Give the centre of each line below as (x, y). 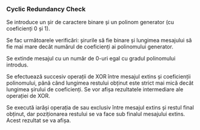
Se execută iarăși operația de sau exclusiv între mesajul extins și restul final (100, 108)
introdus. (17, 65)
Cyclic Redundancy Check (46, 9)
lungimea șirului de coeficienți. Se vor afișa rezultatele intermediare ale (95, 89)
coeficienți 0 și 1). (28, 28)
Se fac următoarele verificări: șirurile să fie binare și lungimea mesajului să (99, 41)
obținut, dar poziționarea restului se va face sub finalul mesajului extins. (96, 114)
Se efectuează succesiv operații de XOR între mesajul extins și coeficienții (98, 77)
